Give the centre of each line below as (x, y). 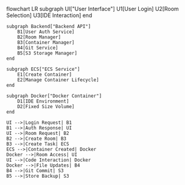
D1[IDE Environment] (43, 101)
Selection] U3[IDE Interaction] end (49, 15)
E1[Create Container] (44, 74)
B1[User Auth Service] (46, 32)
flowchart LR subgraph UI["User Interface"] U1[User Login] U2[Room (93, 9)
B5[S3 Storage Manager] (47, 53)
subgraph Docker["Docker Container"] (54, 96)
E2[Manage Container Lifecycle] (58, 80)
